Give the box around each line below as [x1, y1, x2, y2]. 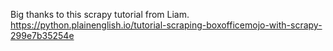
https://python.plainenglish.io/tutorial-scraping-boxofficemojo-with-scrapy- [10, 19, 323, 31]
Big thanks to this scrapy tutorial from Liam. [10, 9, 190, 20]
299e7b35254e [10, 30, 75, 41]
